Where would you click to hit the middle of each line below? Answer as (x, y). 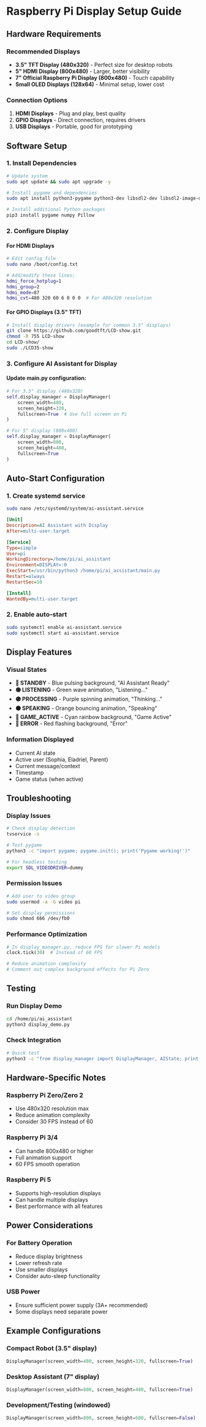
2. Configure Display (38, 231)
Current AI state (35, 753)
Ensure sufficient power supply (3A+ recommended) (82, 1305)
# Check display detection (41, 829)
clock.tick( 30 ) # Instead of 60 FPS (55, 953)
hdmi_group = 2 (23, 287)
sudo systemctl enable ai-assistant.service (64, 627)
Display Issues (29, 815)
